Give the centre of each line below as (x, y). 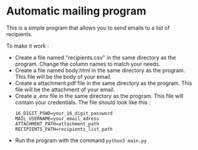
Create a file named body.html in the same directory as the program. (100, 70)
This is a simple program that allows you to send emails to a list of (88, 28)
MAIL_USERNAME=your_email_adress (57, 119)
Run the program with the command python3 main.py (81, 140)
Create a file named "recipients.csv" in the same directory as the (95, 57)
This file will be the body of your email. (63, 77)
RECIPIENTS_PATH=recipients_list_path (64, 129)
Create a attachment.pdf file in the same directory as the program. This (104, 83)
